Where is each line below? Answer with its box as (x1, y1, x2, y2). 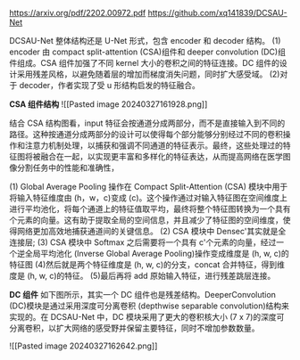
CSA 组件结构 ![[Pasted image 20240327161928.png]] (9, 99, 208, 110)
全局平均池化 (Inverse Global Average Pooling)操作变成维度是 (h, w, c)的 (24, 249, 289, 258)
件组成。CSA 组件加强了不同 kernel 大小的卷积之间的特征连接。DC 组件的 (9, 58, 279, 68)
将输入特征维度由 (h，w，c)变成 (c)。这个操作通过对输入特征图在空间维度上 (9, 192, 288, 203)
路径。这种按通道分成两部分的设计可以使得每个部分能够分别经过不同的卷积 (9, 129, 283, 139)
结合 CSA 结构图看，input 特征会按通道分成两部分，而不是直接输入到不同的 (9, 118, 286, 128)
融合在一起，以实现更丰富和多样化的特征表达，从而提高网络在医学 (39, 151, 283, 161)
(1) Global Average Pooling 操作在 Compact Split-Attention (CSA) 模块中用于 (9, 182, 288, 192)
